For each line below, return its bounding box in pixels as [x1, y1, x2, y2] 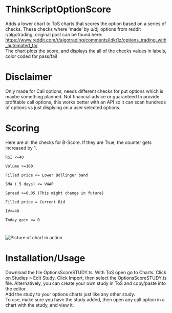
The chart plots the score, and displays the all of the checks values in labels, [5, 48, 167, 54]
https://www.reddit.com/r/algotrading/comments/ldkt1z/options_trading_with [5, 37, 167, 43]
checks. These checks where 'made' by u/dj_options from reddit [5, 26, 141, 32]
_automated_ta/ [5, 42, 38, 48]
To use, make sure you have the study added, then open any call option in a [5, 296, 165, 303]
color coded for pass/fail [5, 53, 57, 59]
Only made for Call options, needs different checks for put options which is [5, 88, 164, 94]
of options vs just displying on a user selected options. [5, 104, 121, 111]
